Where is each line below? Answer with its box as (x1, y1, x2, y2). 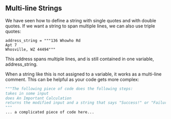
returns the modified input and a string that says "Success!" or (5, 100, 149, 105)
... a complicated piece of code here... (5, 110, 95, 115)
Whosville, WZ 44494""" (5, 47, 56, 52)
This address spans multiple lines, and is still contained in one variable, (5, 56, 154, 62)
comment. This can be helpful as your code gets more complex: (5, 76, 139, 83)
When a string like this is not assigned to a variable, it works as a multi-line (5, 71, 162, 77)
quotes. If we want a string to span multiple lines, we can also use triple (5, 23, 155, 29)
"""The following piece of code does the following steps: (5, 86, 133, 91)
